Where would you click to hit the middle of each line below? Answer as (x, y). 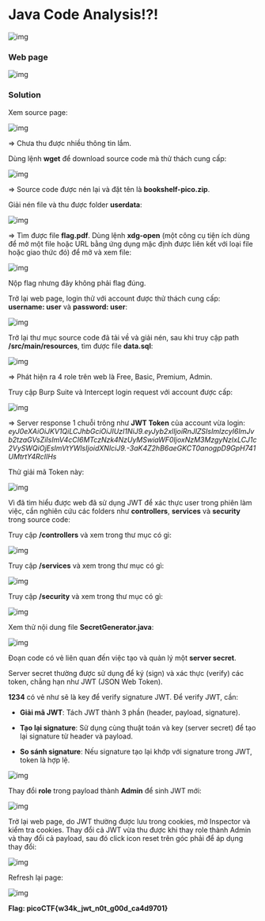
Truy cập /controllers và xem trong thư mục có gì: (90, 535)
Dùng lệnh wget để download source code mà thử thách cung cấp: (117, 158)
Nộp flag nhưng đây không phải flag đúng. (77, 282)
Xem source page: (38, 112)
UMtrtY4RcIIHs (32, 456)
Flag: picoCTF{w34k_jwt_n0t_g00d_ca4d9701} (88, 908)
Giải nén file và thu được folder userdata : (75, 205)
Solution (25, 95)
